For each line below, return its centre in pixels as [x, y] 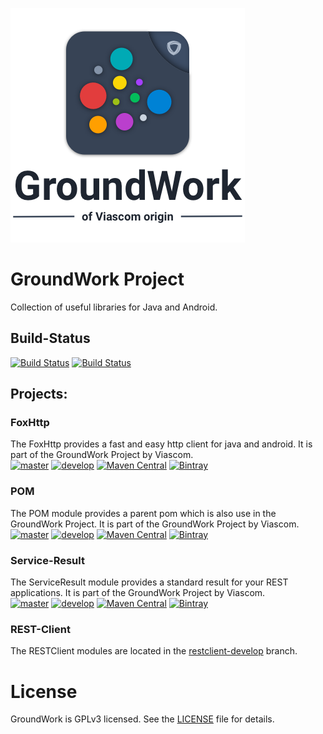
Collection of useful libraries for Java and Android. [114, 307]
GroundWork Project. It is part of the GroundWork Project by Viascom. [155, 524]
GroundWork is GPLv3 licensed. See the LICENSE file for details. [142, 719]
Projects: [39, 394]
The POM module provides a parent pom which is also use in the [143, 513]
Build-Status [50, 338]
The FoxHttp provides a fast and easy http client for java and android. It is [161, 444]
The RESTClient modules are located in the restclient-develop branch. [154, 651]
